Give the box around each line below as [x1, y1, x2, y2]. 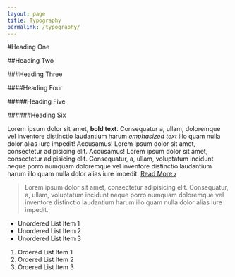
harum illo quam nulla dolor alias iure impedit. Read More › [7, 170, 176, 178]
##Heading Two [7, 56, 54, 65]
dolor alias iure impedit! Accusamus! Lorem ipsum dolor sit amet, [7, 140, 196, 148]
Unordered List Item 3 [17, 234, 81, 243]
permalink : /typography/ [7, 23, 80, 30]
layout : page [7, 10, 46, 18]
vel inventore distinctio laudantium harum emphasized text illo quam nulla [7, 132, 221, 141]
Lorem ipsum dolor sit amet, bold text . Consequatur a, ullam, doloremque [7, 125, 221, 133]
